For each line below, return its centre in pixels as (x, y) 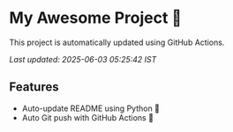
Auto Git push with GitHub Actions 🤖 (88, 117)
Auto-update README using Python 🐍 (91, 108)
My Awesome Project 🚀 (96, 18)
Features (34, 87)
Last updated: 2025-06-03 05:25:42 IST (83, 59)
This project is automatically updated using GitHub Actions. (117, 42)
